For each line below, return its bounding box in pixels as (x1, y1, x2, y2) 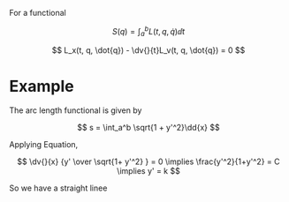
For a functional (9, 8, 66, 18)
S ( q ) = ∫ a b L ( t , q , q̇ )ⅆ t (111, 25, 186, 39)
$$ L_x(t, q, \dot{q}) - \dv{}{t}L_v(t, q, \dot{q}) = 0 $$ (51, 45, 246, 56)
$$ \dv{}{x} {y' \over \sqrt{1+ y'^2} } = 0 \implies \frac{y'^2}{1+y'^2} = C (17, 156, 280, 167)
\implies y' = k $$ (116, 166, 181, 176)
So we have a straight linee (9, 183, 108, 193)
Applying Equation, (9, 139, 79, 150)
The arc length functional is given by (9, 105, 142, 116)
